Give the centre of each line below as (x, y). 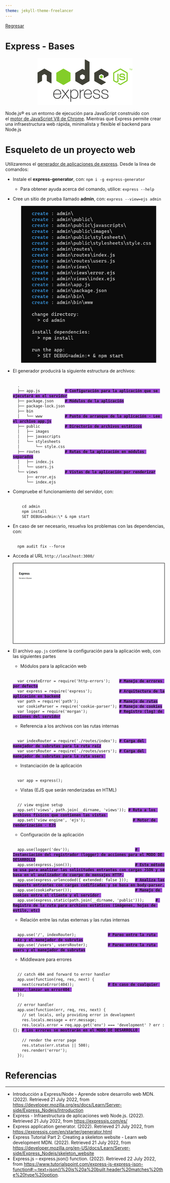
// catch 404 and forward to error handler (64, 974)
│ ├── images (33, 431)
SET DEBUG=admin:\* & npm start (56, 516)
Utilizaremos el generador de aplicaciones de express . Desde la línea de (80, 164)
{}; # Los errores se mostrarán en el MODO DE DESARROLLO (75, 1030)
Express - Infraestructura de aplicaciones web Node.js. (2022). (78, 1116)
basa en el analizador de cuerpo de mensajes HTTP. (68, 875)
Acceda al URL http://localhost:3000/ (53, 556)
